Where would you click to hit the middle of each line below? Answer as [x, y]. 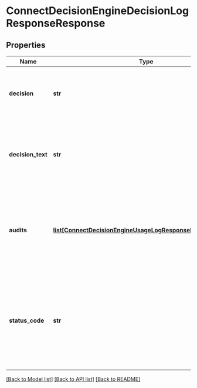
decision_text [28, 154]
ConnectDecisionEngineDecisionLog [98, 11]
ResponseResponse [56, 23]
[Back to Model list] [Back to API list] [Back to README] [73, 379]
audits [18, 230]
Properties [26, 45]
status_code [27, 320]
